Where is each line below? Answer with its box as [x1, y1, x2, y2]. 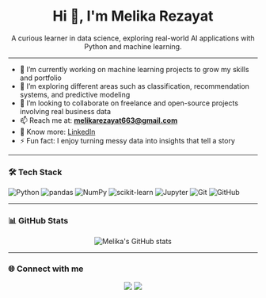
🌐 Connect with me [8, 263, 84, 274]
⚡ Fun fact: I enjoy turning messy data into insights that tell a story [19, 136, 236, 145]
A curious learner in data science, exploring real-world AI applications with [11, 33, 255, 43]
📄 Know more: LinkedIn [19, 127, 96, 136]
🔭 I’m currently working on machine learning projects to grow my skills [19, 64, 249, 74]
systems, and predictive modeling [19, 90, 131, 99]
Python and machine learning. [84, 41, 182, 51]
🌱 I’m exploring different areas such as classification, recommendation [19, 81, 249, 90]
